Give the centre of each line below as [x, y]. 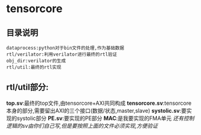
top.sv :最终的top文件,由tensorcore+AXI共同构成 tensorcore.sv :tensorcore [99, 103]
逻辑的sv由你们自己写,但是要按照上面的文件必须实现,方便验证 [82, 125]
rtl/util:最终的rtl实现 [34, 67]
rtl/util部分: [27, 87]
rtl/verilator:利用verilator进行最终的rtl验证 [62, 54]
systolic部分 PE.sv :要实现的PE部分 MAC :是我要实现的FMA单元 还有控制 [105, 118]
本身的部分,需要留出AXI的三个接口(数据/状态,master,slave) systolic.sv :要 [97, 110]
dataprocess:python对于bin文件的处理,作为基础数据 [65, 48]
